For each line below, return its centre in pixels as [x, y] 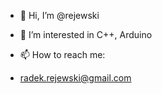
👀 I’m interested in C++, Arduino [86, 34]
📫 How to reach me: [62, 54]
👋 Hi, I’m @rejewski [59, 15]
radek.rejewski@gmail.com [75, 78]
